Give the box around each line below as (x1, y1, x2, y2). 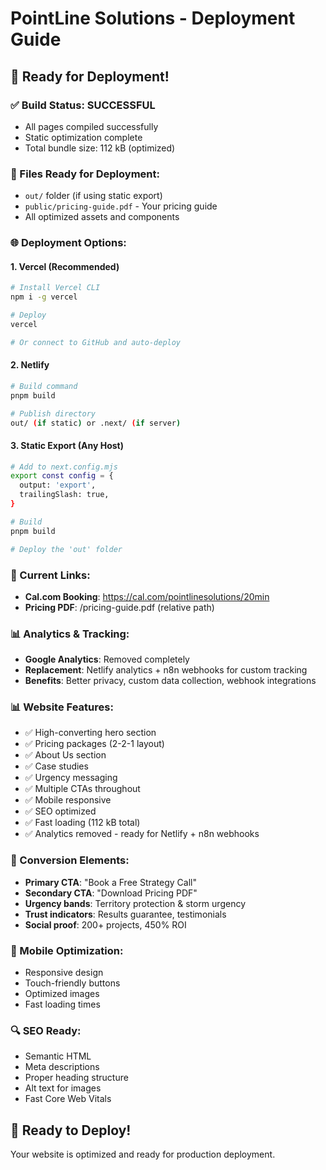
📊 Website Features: (10, 700, 114, 714)
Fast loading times (24, 998, 101, 1011)
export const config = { (10, 471, 114, 481)
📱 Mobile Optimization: (10, 943, 124, 957)
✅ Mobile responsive (24, 794, 112, 806)
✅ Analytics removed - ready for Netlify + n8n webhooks (24, 828, 260, 840)
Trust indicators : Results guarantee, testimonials (24, 908, 227, 920)
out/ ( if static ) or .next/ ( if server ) (10, 418, 182, 428)
